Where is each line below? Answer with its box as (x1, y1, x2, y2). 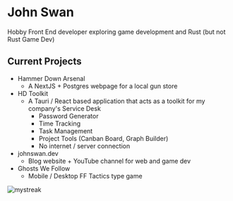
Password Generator (38, 111, 99, 120)
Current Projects (7, 56, 82, 68)
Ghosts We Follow (17, 164, 71, 173)
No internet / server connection (38, 142, 131, 150)
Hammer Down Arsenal (17, 74, 85, 83)
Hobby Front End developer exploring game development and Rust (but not (7, 28, 226, 36)
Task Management (38, 126, 93, 135)
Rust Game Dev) (7, 35, 55, 43)
